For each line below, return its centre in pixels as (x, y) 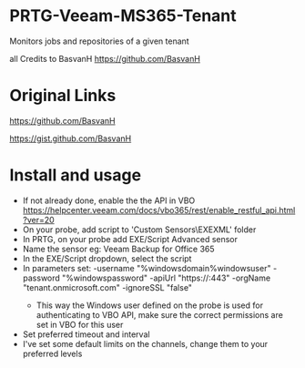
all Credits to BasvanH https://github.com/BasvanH (105, 58)
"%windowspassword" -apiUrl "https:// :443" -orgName (167, 278)
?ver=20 (38, 220)
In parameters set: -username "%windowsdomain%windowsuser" (147, 268)
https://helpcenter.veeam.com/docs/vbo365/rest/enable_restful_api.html (159, 210)
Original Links (63, 96)
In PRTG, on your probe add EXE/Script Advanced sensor (130, 239)
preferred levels (52, 353)
